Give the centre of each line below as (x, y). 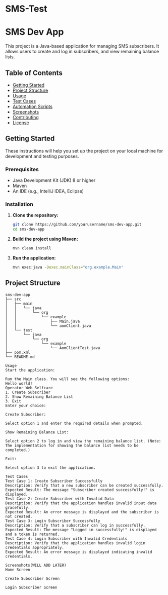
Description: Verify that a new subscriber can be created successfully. (85, 485)
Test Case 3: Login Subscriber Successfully (53, 521)
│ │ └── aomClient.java (48, 326)
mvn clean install (32, 248)
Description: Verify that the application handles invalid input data (81, 503)
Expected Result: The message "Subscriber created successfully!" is (80, 490)
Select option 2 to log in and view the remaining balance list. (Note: (83, 441)
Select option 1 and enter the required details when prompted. (74, 423)
